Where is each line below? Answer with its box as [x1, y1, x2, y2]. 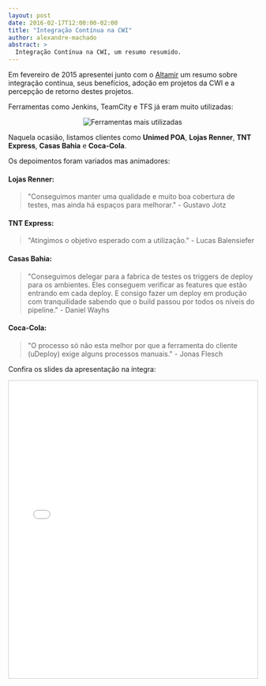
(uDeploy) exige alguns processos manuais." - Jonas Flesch [27, 349, 223, 358]
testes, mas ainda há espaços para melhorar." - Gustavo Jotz [27, 201, 227, 210]
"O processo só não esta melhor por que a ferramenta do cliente [27, 340, 238, 350]
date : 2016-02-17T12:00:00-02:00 [8, 19, 118, 27]
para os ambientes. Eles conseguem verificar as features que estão [27, 279, 247, 289]
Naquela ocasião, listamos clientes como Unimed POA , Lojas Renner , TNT [8, 133, 252, 142]
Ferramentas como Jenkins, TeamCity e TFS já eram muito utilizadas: [8, 102, 234, 111]
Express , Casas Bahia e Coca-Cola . [8, 141, 127, 150]
